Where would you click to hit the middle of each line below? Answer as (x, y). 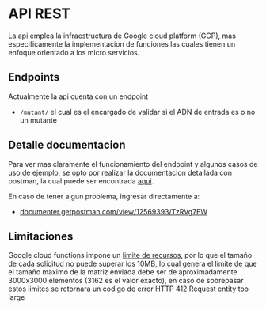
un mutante (38, 120)
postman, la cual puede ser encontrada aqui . (81, 181)
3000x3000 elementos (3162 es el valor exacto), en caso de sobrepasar (126, 281)
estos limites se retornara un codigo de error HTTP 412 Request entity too (129, 289)
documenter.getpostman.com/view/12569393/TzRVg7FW (114, 211)
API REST (40, 14)
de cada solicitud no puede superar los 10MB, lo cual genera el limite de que (133, 264)
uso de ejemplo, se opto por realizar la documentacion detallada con (120, 172)
